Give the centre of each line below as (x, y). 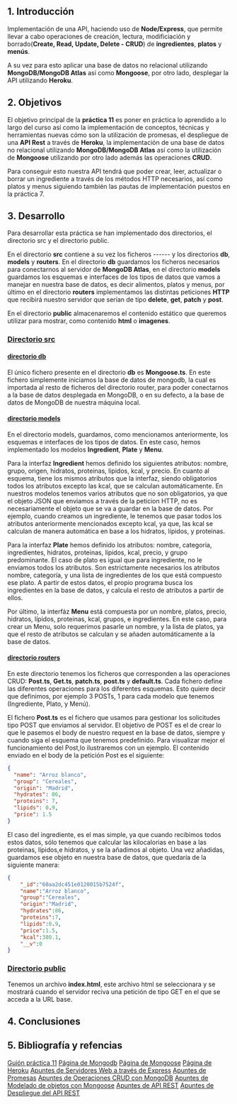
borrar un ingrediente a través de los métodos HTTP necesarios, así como (115, 179)
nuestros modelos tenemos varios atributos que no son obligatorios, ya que (117, 493)
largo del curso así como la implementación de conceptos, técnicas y (108, 127)
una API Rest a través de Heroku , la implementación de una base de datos (116, 142)
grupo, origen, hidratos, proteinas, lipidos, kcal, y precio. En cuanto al (109, 471)
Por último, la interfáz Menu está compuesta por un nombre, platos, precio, (117, 611)
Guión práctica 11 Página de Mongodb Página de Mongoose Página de (110, 1062)
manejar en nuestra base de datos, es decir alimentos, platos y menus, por (116, 285)
